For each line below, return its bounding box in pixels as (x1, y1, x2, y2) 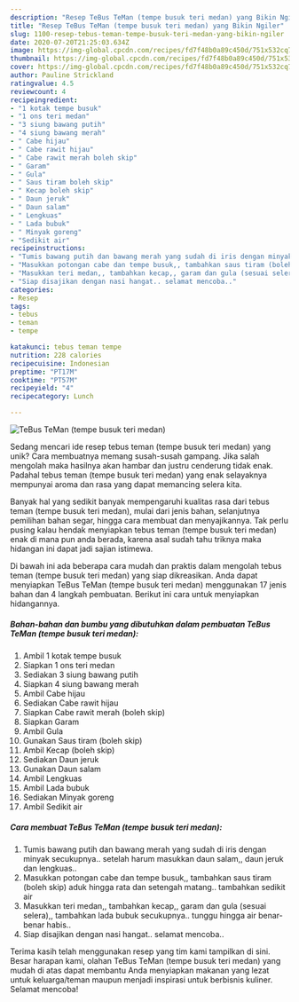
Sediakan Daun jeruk (22, 753, 99, 764)
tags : (10, 302, 30, 311)
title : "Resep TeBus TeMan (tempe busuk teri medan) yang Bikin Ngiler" (10, 21, 285, 30)
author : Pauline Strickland (10, 71, 114, 80)
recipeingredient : (10, 95, 78, 105)
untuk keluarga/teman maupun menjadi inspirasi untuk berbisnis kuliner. (10, 974, 273, 985)
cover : (10, 63, 35, 72)
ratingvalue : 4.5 (10, 79, 75, 88)
